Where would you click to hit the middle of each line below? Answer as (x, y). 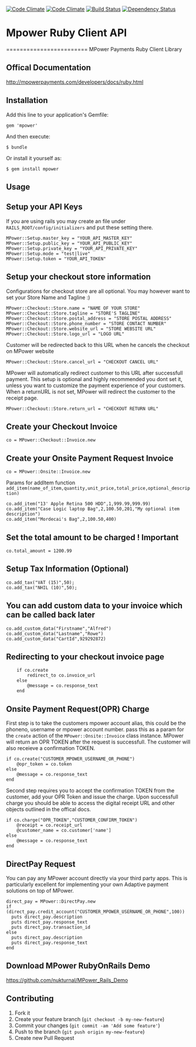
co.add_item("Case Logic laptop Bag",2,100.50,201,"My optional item (93, 509)
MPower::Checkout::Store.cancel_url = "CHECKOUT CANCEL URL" (82, 362)
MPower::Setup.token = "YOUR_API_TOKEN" (56, 259)
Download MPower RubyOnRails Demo (78, 966)
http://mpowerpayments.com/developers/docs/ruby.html (75, 82)
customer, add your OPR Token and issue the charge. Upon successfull (92, 797)
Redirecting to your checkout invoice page (85, 657)
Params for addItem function (41, 483)
